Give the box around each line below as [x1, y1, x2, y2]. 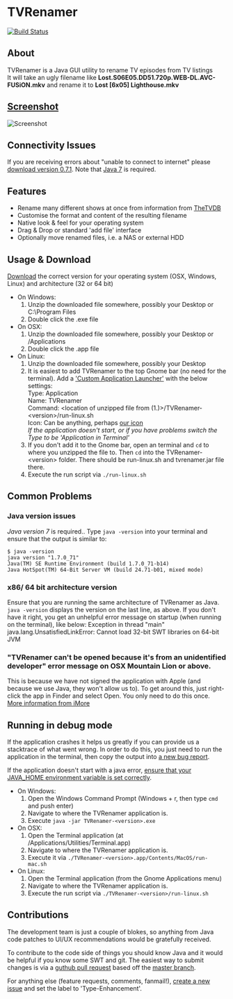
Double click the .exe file [27, 315, 99, 323]
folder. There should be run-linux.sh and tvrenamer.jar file [58, 456, 225, 463]
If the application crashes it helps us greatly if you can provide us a [7, 738, 200, 746]
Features [7, 185, 47, 197]
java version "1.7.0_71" [7, 554, 79, 561]
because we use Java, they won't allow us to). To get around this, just [7, 685, 207, 693]
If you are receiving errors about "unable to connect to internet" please [7, 158, 211, 166]
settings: [27, 382, 53, 390]
